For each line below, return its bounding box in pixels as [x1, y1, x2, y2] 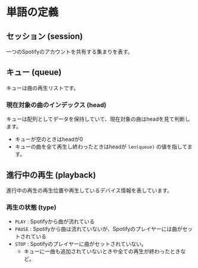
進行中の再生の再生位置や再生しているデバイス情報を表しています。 [6, 187, 173, 194]
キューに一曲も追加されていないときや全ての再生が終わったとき [23, 248, 181, 255]
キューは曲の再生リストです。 [6, 84, 79, 92]
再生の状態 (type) [6, 203, 57, 211]
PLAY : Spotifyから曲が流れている [14, 218, 95, 225]
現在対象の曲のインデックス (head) [6, 100, 107, 109]
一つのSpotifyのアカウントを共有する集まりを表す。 [6, 48, 133, 55]
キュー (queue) [6, 67, 62, 78]
